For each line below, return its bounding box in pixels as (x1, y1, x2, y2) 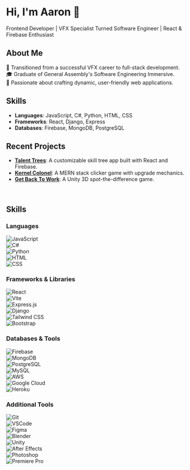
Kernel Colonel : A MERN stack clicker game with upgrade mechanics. (14, 169, 185, 176)
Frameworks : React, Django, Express (14, 118, 106, 125)
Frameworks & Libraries (6, 275, 75, 283)
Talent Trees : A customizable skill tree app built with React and (14, 157, 168, 164)
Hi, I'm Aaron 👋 (6, 5, 81, 19)
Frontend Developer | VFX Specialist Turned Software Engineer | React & (6, 25, 182, 32)
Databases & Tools (6, 334, 61, 343)
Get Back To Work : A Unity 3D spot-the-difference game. (14, 176, 155, 183)
